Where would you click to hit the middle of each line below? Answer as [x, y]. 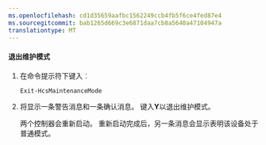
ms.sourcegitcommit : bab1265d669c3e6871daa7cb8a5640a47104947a [115, 23]
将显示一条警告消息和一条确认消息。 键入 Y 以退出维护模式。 [117, 106]
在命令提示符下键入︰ [54, 75]
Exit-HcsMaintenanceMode [61, 91]
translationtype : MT [42, 30]
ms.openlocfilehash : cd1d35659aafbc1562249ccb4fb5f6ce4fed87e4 [115, 15]
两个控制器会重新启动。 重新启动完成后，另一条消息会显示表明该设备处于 [139, 123]
